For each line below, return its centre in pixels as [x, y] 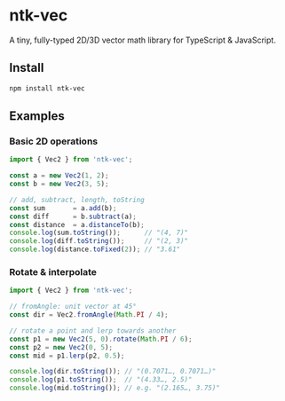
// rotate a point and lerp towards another [93, 330]
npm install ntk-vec [47, 88]
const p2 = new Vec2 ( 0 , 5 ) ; [61, 347]
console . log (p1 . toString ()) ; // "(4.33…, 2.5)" [101, 380]
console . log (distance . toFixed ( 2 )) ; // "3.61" [95, 249]
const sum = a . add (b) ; [63, 208]
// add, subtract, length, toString [77, 200]
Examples [37, 116]
